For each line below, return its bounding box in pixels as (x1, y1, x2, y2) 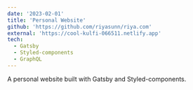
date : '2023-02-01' (7, 10, 65, 17)
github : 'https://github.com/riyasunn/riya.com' (7, 23, 152, 30)
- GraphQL (13, 56, 42, 63)
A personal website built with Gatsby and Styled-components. (7, 75, 187, 83)
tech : (7, 36, 23, 43)
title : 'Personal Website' (7, 17, 86, 24)
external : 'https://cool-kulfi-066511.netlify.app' (7, 29, 161, 37)
